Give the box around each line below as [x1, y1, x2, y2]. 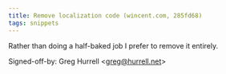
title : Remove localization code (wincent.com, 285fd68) [8, 11, 203, 20]
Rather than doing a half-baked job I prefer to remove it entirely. [8, 41, 219, 50]
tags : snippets [8, 19, 59, 27]
